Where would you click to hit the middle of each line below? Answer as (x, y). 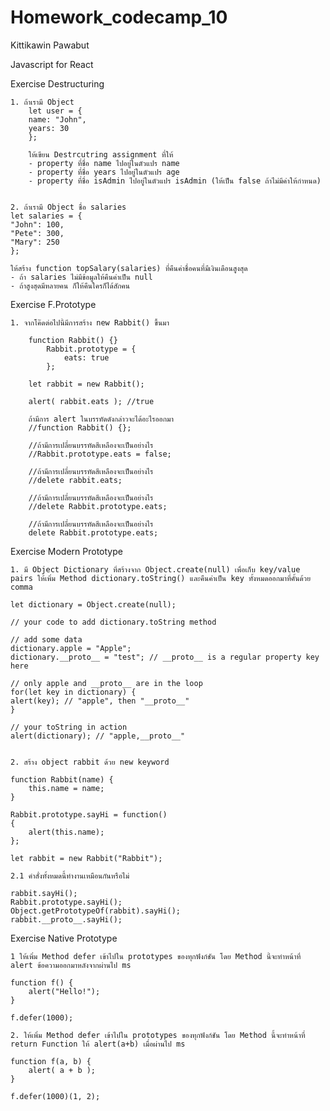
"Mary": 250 (35, 242)
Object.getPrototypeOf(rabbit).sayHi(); (96, 911)
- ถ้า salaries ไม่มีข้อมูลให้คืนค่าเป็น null (81, 277)
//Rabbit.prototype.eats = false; (100, 454)
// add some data (46, 639)
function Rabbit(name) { (62, 779)
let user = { (55, 111)
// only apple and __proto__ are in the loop (106, 683)
